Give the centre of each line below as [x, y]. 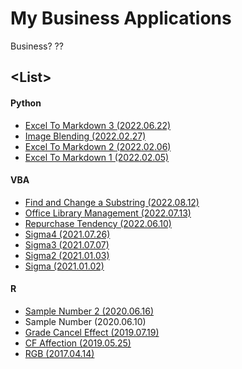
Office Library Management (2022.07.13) [108, 213]
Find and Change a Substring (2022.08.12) [112, 202]
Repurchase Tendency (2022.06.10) [98, 223]
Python [26, 103]
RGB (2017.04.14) [59, 353]
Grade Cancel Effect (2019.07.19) [92, 332]
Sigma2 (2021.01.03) [67, 255]
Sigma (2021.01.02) [64, 266]
